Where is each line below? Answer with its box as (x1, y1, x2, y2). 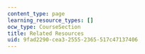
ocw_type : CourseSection (7, 23, 81, 30)
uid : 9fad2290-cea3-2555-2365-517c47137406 (7, 36, 139, 43)
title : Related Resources (7, 29, 84, 37)
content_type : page (7, 10, 65, 18)
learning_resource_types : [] (7, 17, 94, 24)
